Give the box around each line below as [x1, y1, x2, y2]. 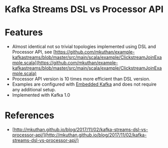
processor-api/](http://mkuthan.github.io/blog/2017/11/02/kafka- [12, 132, 147, 138]
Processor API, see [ [12, 49, 55, 55]
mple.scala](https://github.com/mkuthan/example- [12, 60, 118, 66]
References [5, 110, 54, 121]
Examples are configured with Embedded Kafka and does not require [12, 81, 157, 87]
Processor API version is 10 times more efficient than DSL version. [12, 76, 151, 82]
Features [5, 27, 43, 39]
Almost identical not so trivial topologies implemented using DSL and [12, 44, 156, 50]
